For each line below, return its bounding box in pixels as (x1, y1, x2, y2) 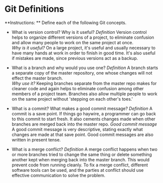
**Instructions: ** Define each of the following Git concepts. (4, 20, 126, 26)
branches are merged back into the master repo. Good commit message (11, 121, 157, 127)
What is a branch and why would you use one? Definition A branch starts (11, 65, 158, 71)
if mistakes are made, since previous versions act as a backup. (11, 55, 138, 61)
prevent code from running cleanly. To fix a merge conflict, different (11, 162, 148, 168)
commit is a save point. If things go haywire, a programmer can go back (11, 110, 156, 116)
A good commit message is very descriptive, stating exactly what (11, 126, 143, 132)
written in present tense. (11, 136, 61, 143)
